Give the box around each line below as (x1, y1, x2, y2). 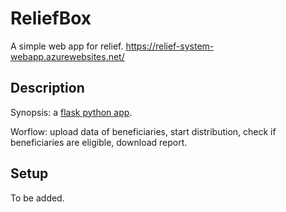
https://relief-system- (125, 40, 215, 52)
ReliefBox (10, 7, 92, 30)
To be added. (10, 192, 65, 204)
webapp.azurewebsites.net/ (10, 50, 125, 62)
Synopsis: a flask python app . (10, 106, 133, 118)
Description (10, 80, 85, 97)
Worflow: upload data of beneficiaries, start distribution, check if (10, 125, 277, 137)
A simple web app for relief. (10, 40, 124, 52)
